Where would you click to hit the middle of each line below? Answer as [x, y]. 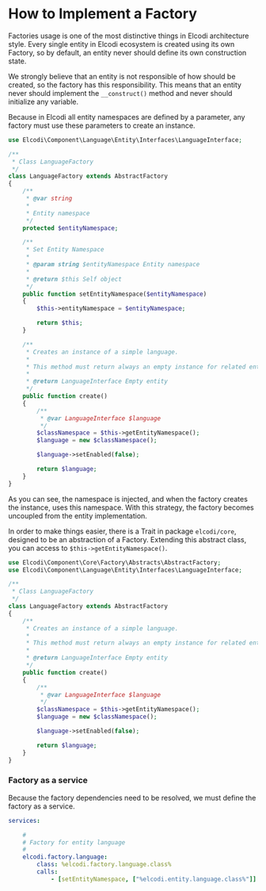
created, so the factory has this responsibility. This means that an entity [125, 85]
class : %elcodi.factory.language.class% [104, 865]
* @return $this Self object [74, 279]
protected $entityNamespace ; [70, 228]
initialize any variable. [44, 101]
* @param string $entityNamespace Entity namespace [113, 265]
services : [25, 820]
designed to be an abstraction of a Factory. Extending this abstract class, [127, 539]
